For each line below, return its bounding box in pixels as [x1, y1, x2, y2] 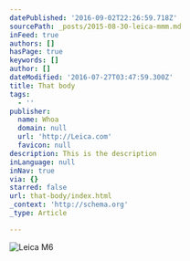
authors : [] [9, 38, 55, 48]
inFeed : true [9, 30, 59, 39]
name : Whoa [17, 115, 59, 124]
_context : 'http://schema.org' [9, 200, 129, 210]
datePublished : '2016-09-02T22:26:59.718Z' [9, 13, 178, 23]
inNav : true [9, 166, 55, 175]
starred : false [9, 183, 68, 193]
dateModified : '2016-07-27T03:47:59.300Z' [9, 73, 174, 82]
